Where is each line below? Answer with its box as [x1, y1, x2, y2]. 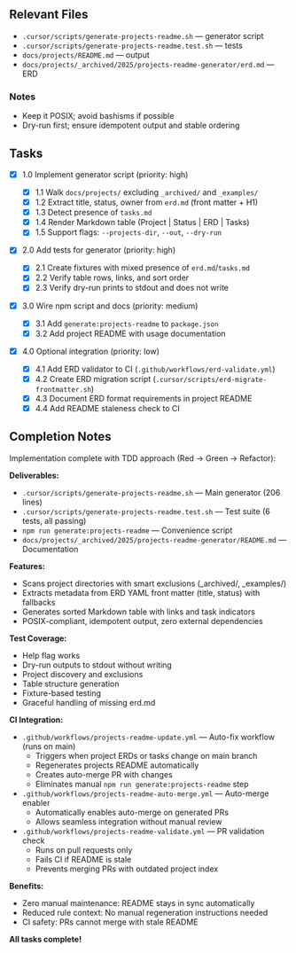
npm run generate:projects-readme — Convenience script [21, 525, 233, 535]
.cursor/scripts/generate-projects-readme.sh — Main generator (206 [21, 487, 281, 497]
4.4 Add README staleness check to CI [35, 402, 180, 413]
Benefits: [9, 880, 44, 891]
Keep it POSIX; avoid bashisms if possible [21, 111, 175, 121]
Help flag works [21, 650, 81, 660]
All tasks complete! [9, 933, 82, 944]
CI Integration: [9, 714, 64, 725]
